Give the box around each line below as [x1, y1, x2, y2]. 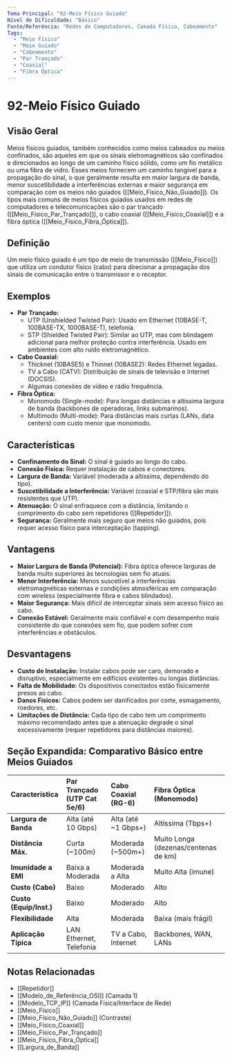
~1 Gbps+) [110, 823, 146, 832]
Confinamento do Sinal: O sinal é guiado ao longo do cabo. [17, 457, 188, 466]
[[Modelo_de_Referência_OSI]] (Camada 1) [17, 992, 138, 1000]
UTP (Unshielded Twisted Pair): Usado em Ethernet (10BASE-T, [27, 316, 207, 325]
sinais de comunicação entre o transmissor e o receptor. [7, 271, 168, 279]
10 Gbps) [66, 823, 98, 832]
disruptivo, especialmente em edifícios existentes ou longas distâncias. [17, 674, 220, 682]
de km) [154, 852, 177, 861]
